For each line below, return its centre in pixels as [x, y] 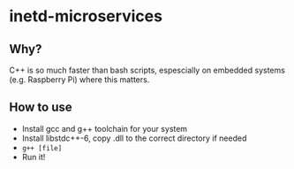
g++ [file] [42, 148]
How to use [41, 108]
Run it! [34, 157]
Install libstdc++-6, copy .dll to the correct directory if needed [134, 138]
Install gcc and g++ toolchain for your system [105, 128]
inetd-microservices [86, 16]
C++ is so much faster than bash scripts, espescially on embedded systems [147, 70]
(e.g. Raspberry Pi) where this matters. [79, 80]
